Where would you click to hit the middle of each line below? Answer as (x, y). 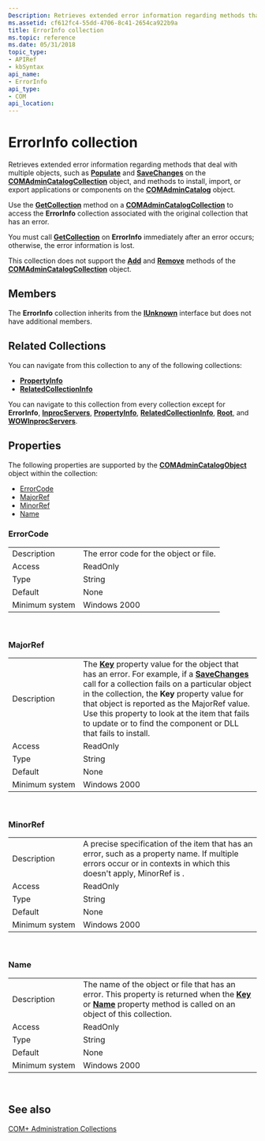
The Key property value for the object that (160, 664)
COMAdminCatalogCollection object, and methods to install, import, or (125, 182)
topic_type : (28, 52)
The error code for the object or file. (149, 554)
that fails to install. (116, 734)
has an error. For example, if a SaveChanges (166, 674)
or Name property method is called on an (159, 1004)
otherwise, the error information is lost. (71, 246)
